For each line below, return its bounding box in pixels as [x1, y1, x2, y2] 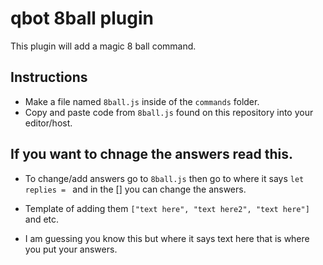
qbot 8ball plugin [10, 7, 154, 30]
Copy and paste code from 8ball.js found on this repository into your [24, 106, 314, 118]
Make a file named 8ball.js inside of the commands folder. [24, 95, 260, 107]
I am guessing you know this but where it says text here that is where [24, 232, 310, 244]
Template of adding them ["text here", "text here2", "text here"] [24, 202, 310, 214]
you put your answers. [24, 243, 118, 255]
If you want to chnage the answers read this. [10, 146, 294, 163]
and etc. [24, 213, 60, 225]
